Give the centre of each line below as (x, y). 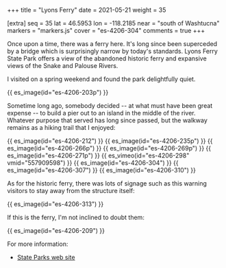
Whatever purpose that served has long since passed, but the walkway (107, 120)
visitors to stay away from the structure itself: (71, 191)
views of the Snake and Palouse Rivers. (63, 66)
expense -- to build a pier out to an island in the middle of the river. (102, 113)
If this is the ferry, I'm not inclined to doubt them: (76, 217)
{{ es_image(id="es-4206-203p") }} (58, 92)
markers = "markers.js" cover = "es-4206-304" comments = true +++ (106, 31)
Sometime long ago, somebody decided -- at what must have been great (110, 105)
